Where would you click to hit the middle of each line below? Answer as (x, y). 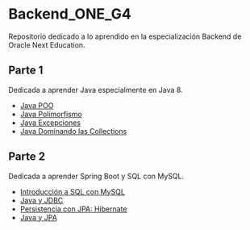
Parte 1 (26, 71)
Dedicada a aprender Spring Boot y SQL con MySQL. (96, 176)
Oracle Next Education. (47, 44)
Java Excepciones (50, 123)
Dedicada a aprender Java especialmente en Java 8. (96, 90)
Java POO (37, 105)
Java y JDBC (42, 200)
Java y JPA (39, 217)
